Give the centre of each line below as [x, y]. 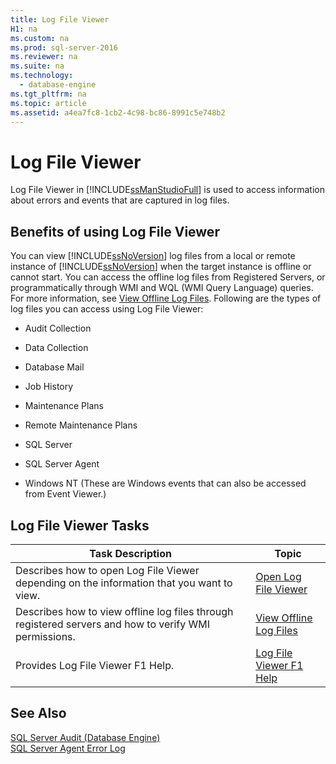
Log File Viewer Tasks [80, 525]
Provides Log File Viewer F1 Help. [95, 665]
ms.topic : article [48, 103]
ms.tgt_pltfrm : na [48, 94]
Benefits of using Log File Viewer [115, 231]
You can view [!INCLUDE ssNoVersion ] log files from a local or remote [153, 256]
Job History [49, 387]
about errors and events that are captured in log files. [120, 200]
